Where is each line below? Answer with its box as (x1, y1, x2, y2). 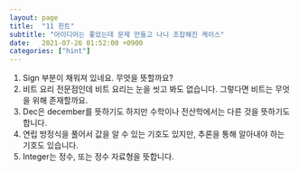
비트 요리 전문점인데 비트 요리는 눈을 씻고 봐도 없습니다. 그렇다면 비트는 (22, 84, 274, 94)
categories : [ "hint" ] (9, 47, 91, 56)
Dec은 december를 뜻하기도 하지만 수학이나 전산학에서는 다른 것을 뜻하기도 (22, 106, 291, 117)
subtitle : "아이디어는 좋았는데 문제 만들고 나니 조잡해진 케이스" (9, 30, 225, 39)
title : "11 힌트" (9, 22, 75, 31)
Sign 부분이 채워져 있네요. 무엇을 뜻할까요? (22, 73, 173, 84)
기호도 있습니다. (22, 140, 79, 151)
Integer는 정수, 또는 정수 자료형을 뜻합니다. (22, 151, 174, 162)
